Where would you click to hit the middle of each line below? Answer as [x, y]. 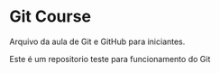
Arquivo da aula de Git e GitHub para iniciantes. [97, 41]
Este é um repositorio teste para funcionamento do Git [110, 59]
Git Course [50, 17]
